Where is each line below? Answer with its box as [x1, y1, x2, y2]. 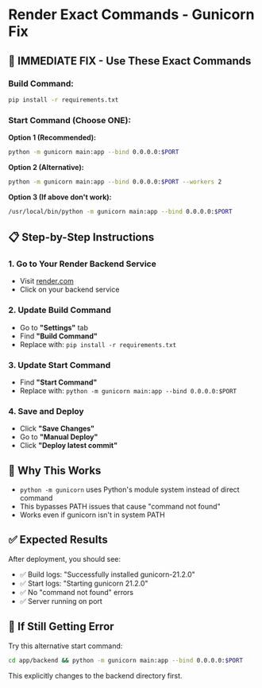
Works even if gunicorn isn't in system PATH [19, 510, 165, 520]
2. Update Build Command [8, 304, 111, 315]
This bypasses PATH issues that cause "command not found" [19, 502, 221, 512]
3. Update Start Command [8, 359, 111, 370]
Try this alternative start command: [8, 641, 123, 651]
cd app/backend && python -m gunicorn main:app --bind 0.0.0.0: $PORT [8, 656, 244, 664]
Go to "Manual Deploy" [19, 432, 98, 442]
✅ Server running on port [19, 596, 103, 605]
